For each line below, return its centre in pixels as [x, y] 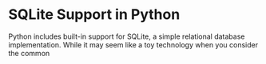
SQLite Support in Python [94, 15]
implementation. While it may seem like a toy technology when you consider [133, 44]
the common [29, 53]
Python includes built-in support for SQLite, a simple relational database [127, 36]
